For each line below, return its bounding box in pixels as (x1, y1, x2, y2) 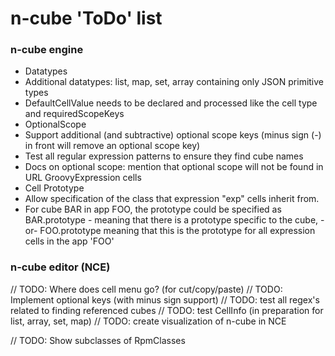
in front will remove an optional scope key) (24, 140, 201, 152)
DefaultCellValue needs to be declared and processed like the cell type (24, 97, 318, 109)
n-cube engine (10, 43, 84, 57)
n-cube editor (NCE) (10, 260, 111, 274)
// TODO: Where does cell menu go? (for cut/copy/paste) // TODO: (10, 283, 283, 295)
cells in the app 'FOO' (24, 235, 115, 247)
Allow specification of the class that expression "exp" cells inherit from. (24, 193, 320, 205)
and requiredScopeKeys (24, 108, 125, 120)
